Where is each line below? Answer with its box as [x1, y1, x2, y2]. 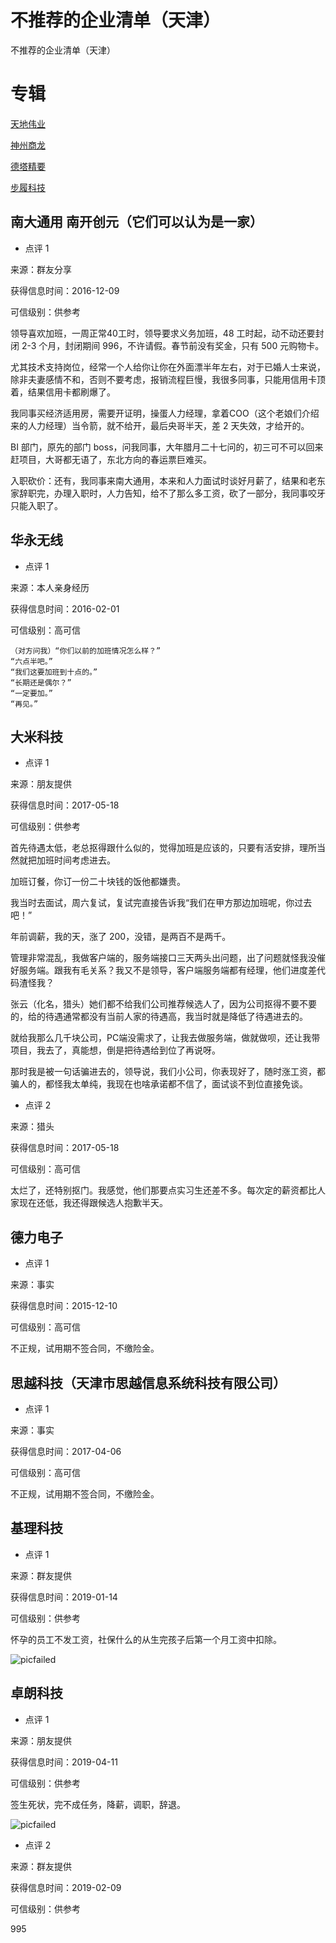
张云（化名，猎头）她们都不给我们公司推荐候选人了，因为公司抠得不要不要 [10, 998, 317, 1010]
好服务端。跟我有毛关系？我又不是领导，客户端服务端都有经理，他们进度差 [10, 964, 317, 976]
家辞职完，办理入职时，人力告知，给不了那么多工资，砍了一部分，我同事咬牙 [10, 487, 326, 499]
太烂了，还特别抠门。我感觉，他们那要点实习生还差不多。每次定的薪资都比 [10, 1184, 317, 1196]
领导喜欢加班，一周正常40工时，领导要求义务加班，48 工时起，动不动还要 [10, 327, 316, 339]
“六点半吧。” [10, 656, 53, 666]
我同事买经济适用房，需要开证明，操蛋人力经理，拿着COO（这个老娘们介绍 [10, 407, 320, 419]
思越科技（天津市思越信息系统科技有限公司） [10, 1374, 287, 1391]
